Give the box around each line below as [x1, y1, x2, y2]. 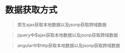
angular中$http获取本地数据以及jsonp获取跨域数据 [17, 42, 121, 48]
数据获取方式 [5, 4, 58, 16]
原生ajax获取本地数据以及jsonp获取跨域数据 [17, 22, 107, 27]
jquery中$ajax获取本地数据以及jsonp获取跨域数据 [17, 32, 118, 38]
